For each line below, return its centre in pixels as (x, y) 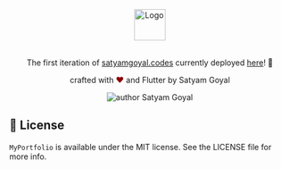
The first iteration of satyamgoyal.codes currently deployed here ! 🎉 (150, 63)
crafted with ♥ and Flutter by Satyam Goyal (150, 80)
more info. (28, 156)
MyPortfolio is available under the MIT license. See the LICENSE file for (140, 147)
